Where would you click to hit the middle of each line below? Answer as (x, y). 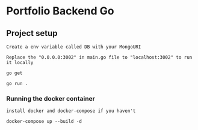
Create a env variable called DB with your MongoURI (74, 47)
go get (14, 73)
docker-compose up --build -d (44, 122)
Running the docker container (51, 98)
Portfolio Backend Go (60, 11)
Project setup (32, 33)
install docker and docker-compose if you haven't (71, 111)
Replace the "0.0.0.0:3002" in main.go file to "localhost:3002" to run (99, 58)
